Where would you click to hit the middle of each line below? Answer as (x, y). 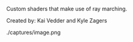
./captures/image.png (34, 32)
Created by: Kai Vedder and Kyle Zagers (57, 20)
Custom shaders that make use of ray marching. (67, 9)
